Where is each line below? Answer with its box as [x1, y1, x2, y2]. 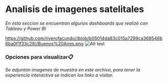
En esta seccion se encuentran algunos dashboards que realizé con [5, 20, 148, 26]
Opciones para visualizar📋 [5, 53, 74, 60]
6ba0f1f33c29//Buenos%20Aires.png [5, 40, 84, 46]
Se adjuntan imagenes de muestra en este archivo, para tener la [5, 67, 141, 73]
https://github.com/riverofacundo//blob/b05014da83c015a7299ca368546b [5, 35, 163, 41]
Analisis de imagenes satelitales [5, 4, 144, 15]
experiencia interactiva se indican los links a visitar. [5, 72, 114, 78]
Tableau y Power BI [5, 25, 46, 31]
